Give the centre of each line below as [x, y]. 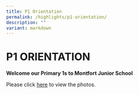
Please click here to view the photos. [51, 85]
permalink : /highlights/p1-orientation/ [57, 17]
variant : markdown [29, 28]
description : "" [26, 22]
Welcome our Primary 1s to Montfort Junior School [69, 73]
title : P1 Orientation [34, 11]
